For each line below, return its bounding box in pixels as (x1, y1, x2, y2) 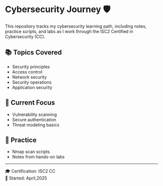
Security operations (12, 79, 52, 85)
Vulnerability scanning (12, 112, 57, 117)
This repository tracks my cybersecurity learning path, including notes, (5, 23, 147, 29)
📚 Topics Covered (5, 48, 62, 56)
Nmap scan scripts (12, 149, 50, 155)
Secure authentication (12, 116, 57, 122)
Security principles (12, 64, 50, 70)
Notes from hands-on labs (12, 154, 65, 160)
